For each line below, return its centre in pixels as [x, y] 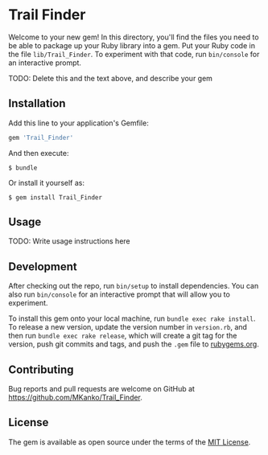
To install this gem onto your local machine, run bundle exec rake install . [132, 318]
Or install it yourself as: [46, 182]
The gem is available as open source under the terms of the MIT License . [130, 442]
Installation [37, 103]
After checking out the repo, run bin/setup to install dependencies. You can [134, 286]
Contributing [41, 369]
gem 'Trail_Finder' [41, 137]
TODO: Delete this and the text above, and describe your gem [111, 78]
